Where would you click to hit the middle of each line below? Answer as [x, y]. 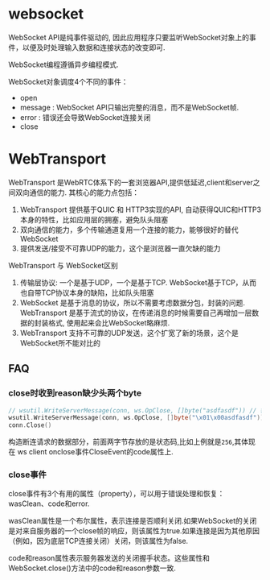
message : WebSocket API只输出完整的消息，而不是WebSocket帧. [129, 107]
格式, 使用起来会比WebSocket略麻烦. [109, 322]
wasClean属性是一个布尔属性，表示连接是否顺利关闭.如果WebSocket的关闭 [133, 521]
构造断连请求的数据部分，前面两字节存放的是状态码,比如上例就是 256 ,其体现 [132, 442]
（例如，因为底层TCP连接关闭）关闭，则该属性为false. [98, 541]
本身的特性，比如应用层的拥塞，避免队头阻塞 [94, 219]
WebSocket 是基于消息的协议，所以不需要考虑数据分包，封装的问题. [133, 302]
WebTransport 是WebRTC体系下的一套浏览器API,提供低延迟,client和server [131, 182]
